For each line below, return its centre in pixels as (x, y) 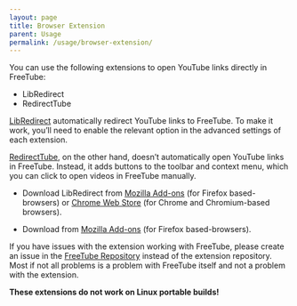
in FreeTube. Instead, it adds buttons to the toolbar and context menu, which (149, 166)
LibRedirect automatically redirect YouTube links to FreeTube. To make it (141, 121)
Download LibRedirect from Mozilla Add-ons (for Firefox (125, 193)
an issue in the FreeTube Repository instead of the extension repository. (141, 256)
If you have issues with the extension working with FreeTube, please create (147, 246)
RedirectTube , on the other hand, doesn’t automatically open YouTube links (147, 157)
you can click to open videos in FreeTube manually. (103, 176)
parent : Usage (36, 34)
